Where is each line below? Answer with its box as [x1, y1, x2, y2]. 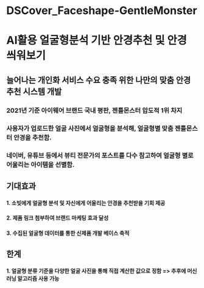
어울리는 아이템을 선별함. [6, 160, 75, 168]
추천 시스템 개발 [6, 86, 62, 96]
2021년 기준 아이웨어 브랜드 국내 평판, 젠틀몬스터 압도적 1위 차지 [6, 106, 183, 115]
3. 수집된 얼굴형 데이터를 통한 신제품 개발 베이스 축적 [6, 229, 130, 237]
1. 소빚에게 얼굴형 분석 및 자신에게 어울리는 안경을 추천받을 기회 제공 [6, 199, 166, 206]
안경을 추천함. [13, 133, 52, 142]
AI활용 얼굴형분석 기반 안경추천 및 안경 [6, 34, 188, 48]
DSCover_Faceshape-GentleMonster [6, 4, 197, 18]
